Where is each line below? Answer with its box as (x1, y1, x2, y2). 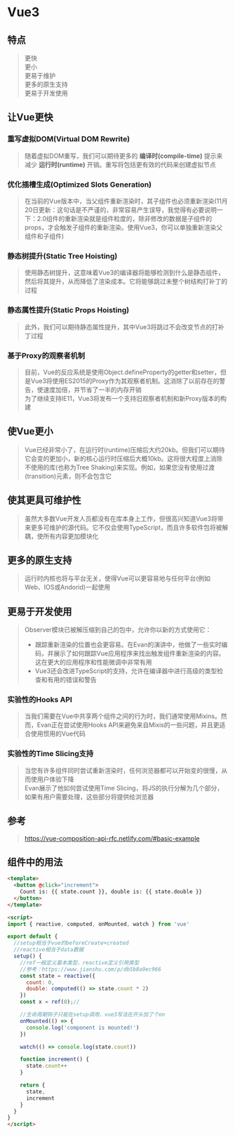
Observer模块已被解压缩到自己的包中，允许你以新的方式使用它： (24, 625, 212, 634)
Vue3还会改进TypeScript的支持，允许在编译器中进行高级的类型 (34, 667, 217, 675)
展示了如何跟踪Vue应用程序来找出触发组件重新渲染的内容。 (53, 649, 225, 658)
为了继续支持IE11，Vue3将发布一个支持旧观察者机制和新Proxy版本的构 (24, 394, 227, 402)
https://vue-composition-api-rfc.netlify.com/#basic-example (24, 834, 200, 842)
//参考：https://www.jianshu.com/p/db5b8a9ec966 (20, 966, 161, 973)
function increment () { (20, 1056, 90, 1063)
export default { (7, 933, 58, 941)
